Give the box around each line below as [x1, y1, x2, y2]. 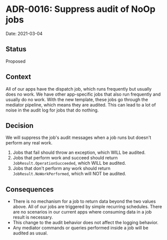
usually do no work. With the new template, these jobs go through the [5, 96, 149, 103]
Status [5, 45, 27, 53]
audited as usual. [12, 230, 48, 236]
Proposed [5, 58, 26, 64]
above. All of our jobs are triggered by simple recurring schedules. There [12, 204, 162, 210]
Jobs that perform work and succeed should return [12, 155, 118, 161]
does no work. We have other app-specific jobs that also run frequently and [5, 91, 161, 97]
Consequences [5, 185, 54, 194]
